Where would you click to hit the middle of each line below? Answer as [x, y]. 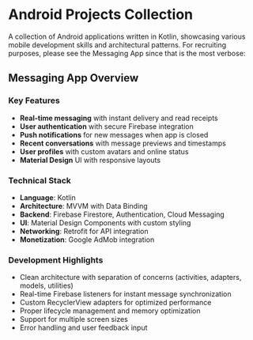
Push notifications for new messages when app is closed [114, 134]
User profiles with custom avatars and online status [104, 151]
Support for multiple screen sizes [74, 319]
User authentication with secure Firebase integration [106, 126]
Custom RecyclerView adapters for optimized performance [115, 303]
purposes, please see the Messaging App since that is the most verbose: [127, 53]
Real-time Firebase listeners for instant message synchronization [125, 294]
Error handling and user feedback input [83, 328]
